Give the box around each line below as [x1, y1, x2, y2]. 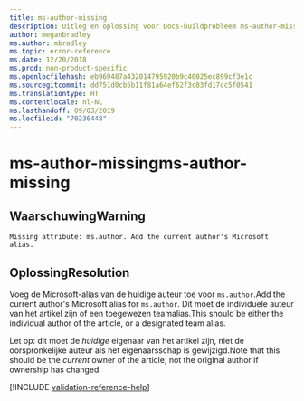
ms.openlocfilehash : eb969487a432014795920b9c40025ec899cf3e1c [9, 72, 253, 81]
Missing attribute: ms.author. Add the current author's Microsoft [9, 233, 270, 242]
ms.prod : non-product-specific [9, 64, 128, 73]
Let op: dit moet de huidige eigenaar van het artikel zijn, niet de [9, 335, 244, 346]
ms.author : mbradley [9, 38, 88, 48]
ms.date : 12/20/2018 [9, 55, 88, 64]
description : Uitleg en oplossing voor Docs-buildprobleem [9, 22, 237, 31]
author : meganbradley [9, 30, 91, 39]
